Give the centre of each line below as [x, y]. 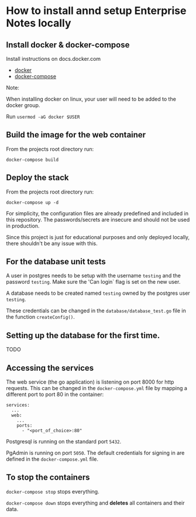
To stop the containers [48, 478]
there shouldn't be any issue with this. [52, 243]
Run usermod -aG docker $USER [43, 116]
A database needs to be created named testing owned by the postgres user [98, 293]
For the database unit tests [56, 262]
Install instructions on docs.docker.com [54, 59]
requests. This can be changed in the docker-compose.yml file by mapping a [97, 388]
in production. [23, 226]
